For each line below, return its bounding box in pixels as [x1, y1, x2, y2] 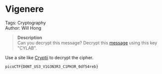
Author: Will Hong [5, 25, 41, 31]
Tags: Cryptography [5, 20, 46, 26]
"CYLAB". [17, 45, 37, 51]
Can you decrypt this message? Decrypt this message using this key [17, 39, 158, 45]
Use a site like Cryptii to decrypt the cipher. [5, 54, 94, 60]
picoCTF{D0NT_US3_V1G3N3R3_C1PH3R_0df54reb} [5, 64, 99, 69]
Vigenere [5, 3, 44, 15]
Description [17, 35, 42, 40]
